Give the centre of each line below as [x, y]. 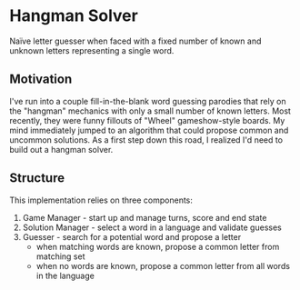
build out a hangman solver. [61, 149]
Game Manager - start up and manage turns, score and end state [145, 217]
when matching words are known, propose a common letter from [158, 246]
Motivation [41, 80]
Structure [37, 178]
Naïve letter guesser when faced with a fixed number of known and [135, 41]
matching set [60, 256]
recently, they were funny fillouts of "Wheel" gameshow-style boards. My [147, 120]
